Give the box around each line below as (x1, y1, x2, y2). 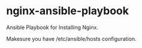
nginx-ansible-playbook (6, 4, 129, 18)
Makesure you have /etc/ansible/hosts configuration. (6, 35, 137, 42)
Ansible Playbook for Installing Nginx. (6, 24, 99, 31)
